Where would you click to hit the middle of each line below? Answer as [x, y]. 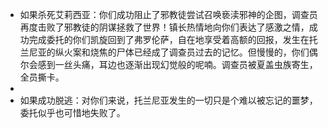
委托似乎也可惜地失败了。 [72, 112]
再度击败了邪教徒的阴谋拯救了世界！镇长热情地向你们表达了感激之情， [164, 27]
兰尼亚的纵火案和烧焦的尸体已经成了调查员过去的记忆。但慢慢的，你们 [164, 52]
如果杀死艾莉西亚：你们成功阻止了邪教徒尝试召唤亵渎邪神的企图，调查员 [168, 14]
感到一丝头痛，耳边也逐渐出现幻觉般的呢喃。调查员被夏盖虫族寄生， [177, 64]
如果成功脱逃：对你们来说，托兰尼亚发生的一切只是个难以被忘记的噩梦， [168, 100]
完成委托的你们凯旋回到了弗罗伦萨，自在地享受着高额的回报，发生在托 [173, 39]
